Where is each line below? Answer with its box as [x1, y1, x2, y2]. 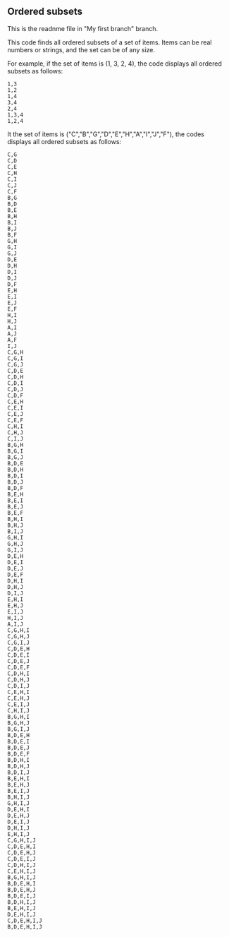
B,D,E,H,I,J [7, 923, 42, 931]
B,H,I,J [7, 794, 30, 801]
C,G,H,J [7, 633, 30, 640]
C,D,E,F [7, 664, 30, 671]
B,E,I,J [7, 787, 30, 794]
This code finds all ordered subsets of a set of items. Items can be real [7, 38, 213, 47]
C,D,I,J [7, 682, 30, 689]
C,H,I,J [7, 707, 30, 714]
